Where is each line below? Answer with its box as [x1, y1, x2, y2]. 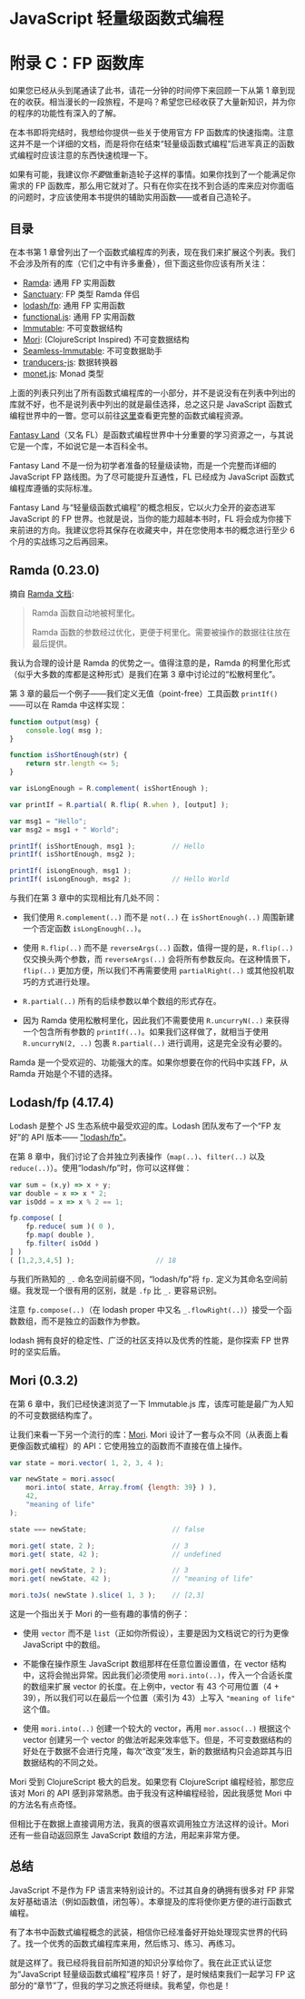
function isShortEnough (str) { [9, 751, 128, 760]
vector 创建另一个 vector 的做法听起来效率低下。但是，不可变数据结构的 [22, 1735, 292, 1745]
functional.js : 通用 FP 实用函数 [22, 310, 136, 322]
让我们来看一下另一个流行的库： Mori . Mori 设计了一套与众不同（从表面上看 [9, 1429, 289, 1440]
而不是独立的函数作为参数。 [40, 1315, 145, 1326]
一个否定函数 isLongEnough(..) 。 [22, 923, 147, 933]
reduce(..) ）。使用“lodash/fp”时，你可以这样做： [9, 1162, 192, 1173]
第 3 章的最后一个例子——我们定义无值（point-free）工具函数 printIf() [9, 687, 279, 699]
